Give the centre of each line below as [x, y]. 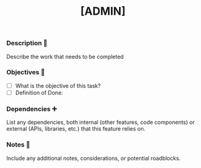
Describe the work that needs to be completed [65, 56]
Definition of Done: [39, 93]
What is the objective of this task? [58, 86]
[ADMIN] [103, 11]
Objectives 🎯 [26, 72]
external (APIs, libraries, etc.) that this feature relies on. [76, 129]
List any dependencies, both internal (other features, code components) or [100, 122]
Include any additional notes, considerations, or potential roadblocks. [93, 158]
